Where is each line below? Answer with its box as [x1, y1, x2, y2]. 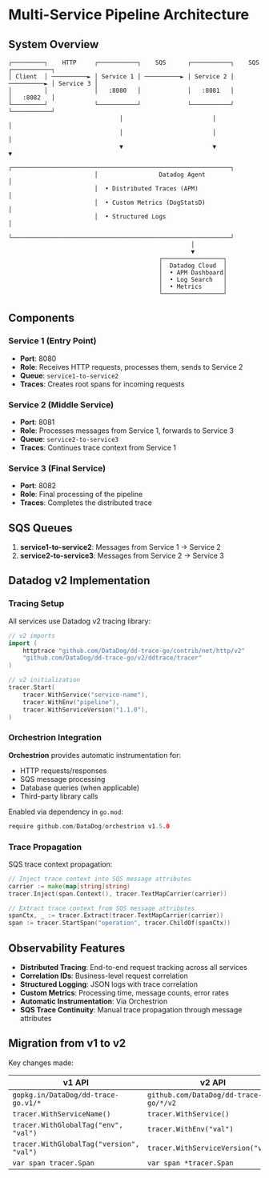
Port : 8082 [19, 481, 57, 491]
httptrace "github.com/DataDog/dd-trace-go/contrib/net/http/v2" [22, 647, 246, 655]
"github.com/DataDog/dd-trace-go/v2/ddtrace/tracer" [22, 654, 203, 662]
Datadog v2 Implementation [8, 574, 151, 587]
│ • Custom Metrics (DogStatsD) [94, 198, 206, 206]
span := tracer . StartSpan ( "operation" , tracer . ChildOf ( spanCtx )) [8, 919, 231, 928]
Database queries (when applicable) [19, 783, 140, 792]
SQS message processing [19, 774, 106, 783]
